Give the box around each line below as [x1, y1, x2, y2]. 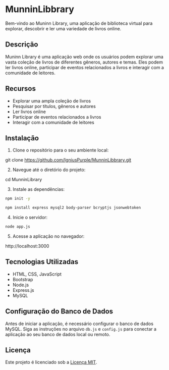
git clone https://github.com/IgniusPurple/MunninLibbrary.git [5, 157, 132, 163]
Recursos [5, 84, 36, 93]
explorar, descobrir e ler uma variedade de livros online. [5, 25, 122, 31]
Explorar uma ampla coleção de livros [12, 97, 91, 104]
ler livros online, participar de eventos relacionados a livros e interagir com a [5, 64, 164, 70]
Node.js [12, 282, 29, 288]
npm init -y [5, 196, 30, 201]
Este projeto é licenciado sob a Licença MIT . [5, 359, 97, 365]
